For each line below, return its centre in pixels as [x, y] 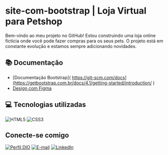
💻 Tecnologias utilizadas [46, 105]
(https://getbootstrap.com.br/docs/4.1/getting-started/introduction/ [82, 83]
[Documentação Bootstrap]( [42, 77]
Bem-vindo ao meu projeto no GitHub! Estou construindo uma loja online [80, 35]
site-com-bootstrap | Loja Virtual [76, 11]
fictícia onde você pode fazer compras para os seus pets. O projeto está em [84, 41]
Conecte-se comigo [37, 135]
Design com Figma [32, 88]
